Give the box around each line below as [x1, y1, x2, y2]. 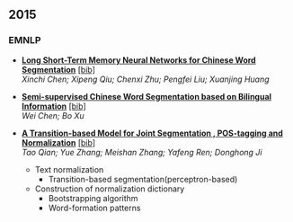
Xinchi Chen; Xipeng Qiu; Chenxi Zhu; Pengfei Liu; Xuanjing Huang [21, 74, 271, 84]
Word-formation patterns [48, 202, 141, 213]
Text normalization [34, 164, 104, 174]
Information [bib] [21, 101, 86, 111]
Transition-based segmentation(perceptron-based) [48, 173, 238, 184]
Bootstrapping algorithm [48, 192, 138, 203]
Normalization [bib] [21, 137, 96, 147]
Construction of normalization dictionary [34, 183, 185, 194]
